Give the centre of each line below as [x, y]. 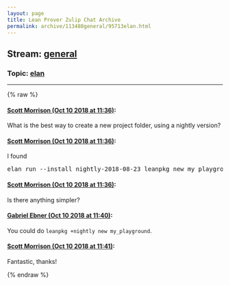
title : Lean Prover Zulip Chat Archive [64, 20]
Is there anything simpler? [43, 200]
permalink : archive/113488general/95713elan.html [79, 26]
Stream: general [42, 54]
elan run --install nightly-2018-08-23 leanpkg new [96, 169]
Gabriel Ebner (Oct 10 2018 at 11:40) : [60, 215]
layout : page [26, 13]
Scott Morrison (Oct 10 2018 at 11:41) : [61, 246]
